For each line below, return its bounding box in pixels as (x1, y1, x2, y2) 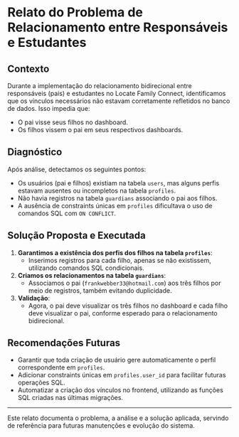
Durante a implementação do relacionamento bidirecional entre (7, 82, 192, 90)
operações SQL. (17, 378, 65, 387)
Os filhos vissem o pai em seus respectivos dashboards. (17, 126, 184, 134)
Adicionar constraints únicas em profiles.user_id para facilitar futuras (17, 371, 226, 379)
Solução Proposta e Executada (7, 230, 146, 242)
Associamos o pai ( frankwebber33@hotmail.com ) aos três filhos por (28, 279, 221, 287)
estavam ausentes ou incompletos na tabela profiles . (17, 186, 176, 195)
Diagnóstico (7, 146, 63, 158)
